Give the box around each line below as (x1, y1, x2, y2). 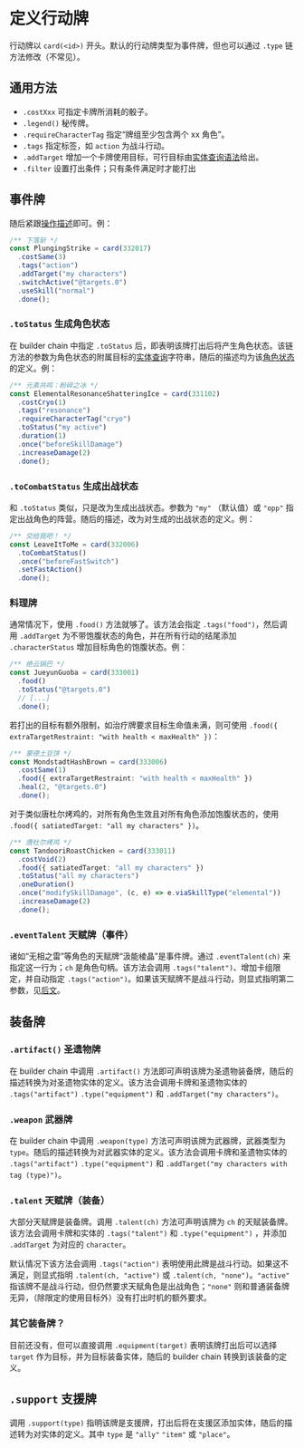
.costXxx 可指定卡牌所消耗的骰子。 (22, 106, 154, 117)
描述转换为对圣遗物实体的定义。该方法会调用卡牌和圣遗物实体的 (9, 1076, 247, 1087)
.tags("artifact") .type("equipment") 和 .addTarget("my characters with (9, 1158, 288, 1169)
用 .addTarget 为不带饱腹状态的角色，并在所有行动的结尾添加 (9, 631, 237, 642)
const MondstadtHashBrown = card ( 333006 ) (9, 758, 168, 767)
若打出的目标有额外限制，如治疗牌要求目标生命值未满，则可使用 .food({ (9, 719, 279, 730)
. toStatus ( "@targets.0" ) (17, 685, 111, 694)
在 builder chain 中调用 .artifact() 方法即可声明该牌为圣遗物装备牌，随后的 (9, 1066, 294, 1076)
